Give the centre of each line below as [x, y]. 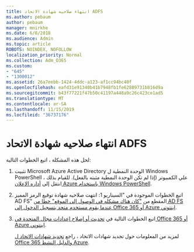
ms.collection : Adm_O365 [36, 60]
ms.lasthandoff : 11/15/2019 [40, 109]
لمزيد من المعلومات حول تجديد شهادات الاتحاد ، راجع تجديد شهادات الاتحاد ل [97, 236]
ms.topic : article [28, 44]
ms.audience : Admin [30, 39]
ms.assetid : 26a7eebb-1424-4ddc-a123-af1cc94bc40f [69, 82]
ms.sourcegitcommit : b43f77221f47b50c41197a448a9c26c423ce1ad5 [85, 93]
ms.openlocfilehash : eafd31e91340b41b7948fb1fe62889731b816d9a [85, 88]
